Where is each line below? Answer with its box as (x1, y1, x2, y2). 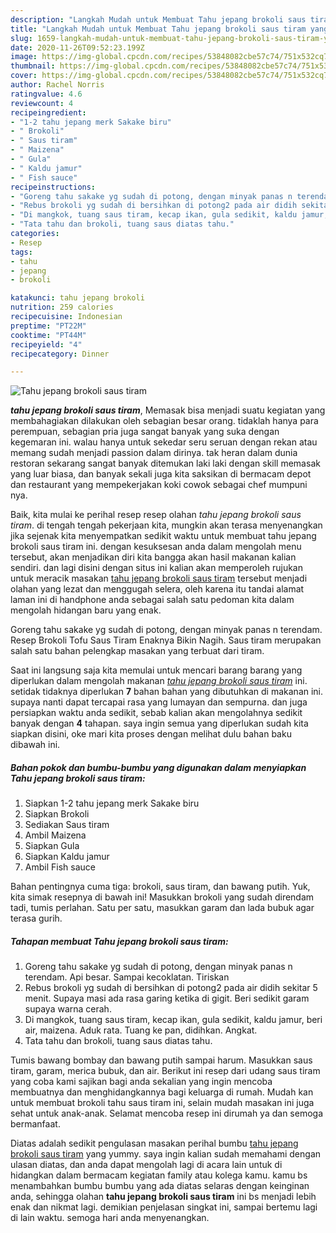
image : (10, 52, 38, 62)
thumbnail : (10, 61, 56, 71)
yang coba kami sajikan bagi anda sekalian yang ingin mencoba (10, 1076, 273, 1088)
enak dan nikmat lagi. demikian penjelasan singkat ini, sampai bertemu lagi (10, 1201, 318, 1213)
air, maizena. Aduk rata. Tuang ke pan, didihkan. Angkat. (24, 1024, 258, 1036)
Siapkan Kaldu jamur (24, 851, 110, 863)
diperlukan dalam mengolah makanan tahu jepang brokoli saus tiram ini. (10, 675, 308, 687)
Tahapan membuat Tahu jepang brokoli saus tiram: (10, 935, 229, 947)
